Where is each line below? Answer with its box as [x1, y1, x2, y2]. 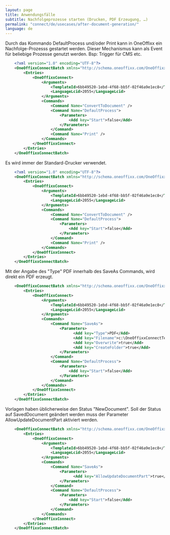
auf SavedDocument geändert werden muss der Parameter [5, 412, 129, 417]
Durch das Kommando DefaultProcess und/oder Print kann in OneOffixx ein [5, 40, 162, 46]
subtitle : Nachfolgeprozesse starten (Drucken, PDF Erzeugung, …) [5, 17, 148, 22]
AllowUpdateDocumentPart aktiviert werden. [5, 417, 99, 423]
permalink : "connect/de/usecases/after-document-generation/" [5, 21, 139, 27]
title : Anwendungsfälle [5, 12, 56, 17]
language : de [5, 26, 33, 31]
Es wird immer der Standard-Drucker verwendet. [5, 159, 107, 165]
